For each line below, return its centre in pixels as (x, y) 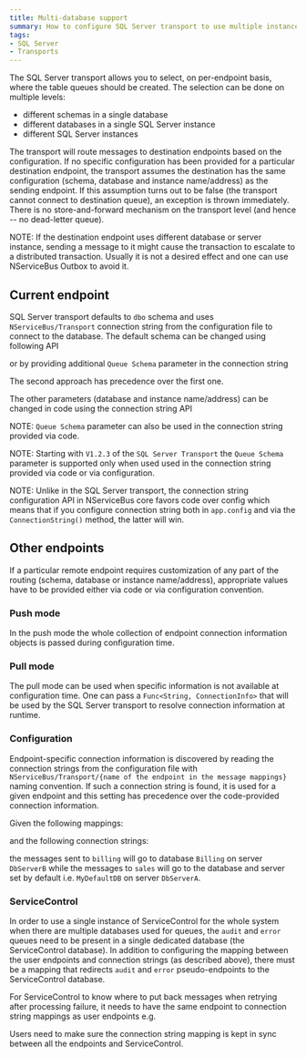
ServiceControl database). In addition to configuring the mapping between (149, 950)
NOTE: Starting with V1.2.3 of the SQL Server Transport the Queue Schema (147, 453)
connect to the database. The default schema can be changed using (138, 336)
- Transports (34, 52)
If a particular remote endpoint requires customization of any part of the (144, 570)
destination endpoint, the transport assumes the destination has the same (148, 171)
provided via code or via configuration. (82, 473)
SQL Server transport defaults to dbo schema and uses (112, 316)
